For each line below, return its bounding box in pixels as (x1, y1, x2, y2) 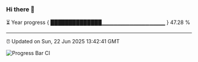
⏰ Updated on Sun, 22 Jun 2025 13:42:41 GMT (6, 38, 120, 45)
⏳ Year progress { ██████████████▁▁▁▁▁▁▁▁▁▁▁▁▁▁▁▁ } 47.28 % (6, 19, 190, 26)
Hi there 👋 (6, 5, 35, 13)
